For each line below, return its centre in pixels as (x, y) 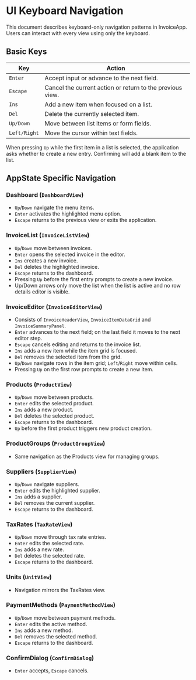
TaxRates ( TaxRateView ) (39, 524)
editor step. (28, 339)
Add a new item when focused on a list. (99, 104)
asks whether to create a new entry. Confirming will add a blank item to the (96, 153)
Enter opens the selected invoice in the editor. (70, 254)
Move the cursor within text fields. (91, 133)
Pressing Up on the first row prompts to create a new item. (84, 370)
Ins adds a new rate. (39, 549)
